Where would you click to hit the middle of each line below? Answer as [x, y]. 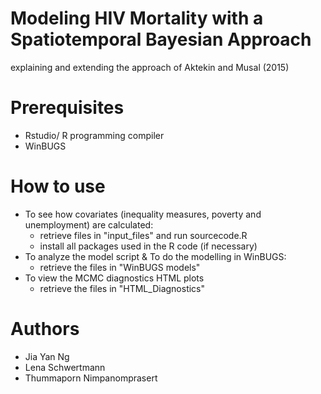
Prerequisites [67, 108]
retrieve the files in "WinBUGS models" [120, 267]
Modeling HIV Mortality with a [137, 18]
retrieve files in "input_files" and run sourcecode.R [143, 235]
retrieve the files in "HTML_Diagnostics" [122, 288]
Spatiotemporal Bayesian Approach [161, 39]
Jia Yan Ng [47, 356]
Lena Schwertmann [65, 367]
